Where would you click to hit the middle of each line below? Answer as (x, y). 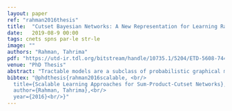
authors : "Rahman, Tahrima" (48, 52)
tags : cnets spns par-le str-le (54, 39)
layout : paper (28, 13)
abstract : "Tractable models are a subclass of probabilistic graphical (114, 71)
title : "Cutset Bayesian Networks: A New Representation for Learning (112, 26)
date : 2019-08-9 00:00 (43, 33)
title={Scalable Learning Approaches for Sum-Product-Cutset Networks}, (120, 84)
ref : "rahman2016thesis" (43, 20)
